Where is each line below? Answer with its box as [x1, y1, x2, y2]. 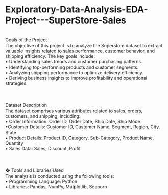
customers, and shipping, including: [5, 113, 81, 119]
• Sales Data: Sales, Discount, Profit [5, 145, 81, 151]
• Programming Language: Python [5, 178, 78, 184]
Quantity [5, 140, 23, 146]
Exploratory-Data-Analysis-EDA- [5, 4, 148, 15]
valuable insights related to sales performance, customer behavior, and [5, 48, 155, 54]
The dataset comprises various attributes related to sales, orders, [5, 107, 143, 114]
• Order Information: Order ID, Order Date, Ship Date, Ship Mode [5, 118, 140, 124]
